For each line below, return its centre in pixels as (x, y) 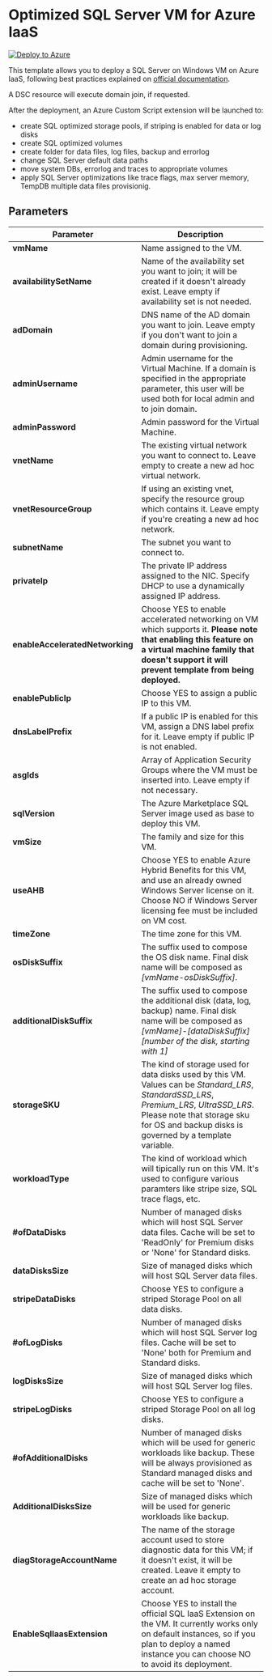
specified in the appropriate (194, 378)
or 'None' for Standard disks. (196, 1252)
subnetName (38, 547)
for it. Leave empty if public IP (198, 736)
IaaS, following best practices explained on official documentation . (119, 78)
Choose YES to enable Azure (196, 859)
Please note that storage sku (195, 1114)
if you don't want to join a (189, 335)
